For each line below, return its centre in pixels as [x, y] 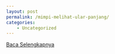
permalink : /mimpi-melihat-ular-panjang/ [58, 17]
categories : [21, 22]
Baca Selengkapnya [30, 45]
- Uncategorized [37, 28]
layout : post [22, 11]
